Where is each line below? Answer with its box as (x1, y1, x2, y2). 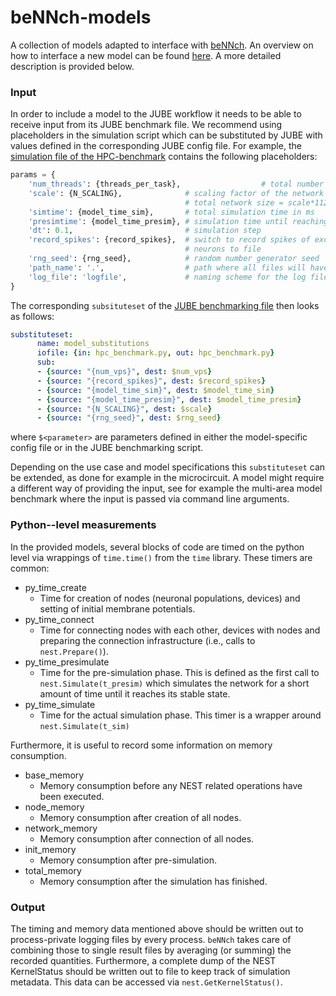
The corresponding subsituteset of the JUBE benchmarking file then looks (10, 299, 320, 311)
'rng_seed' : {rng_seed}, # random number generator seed (28, 254, 320, 264)
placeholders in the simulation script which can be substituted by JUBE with (10, 129, 323, 141)
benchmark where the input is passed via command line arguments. (10, 493, 290, 505)
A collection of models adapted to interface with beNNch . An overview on (10, 39, 314, 51)
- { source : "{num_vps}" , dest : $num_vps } (36, 367, 213, 377)
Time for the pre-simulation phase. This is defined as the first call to (39, 666, 320, 678)
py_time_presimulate (24, 656, 110, 668)
